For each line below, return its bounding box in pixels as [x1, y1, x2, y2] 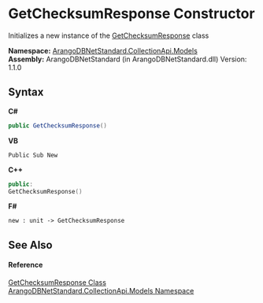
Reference [8, 261, 43, 270]
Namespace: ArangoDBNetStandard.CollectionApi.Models [8, 46, 198, 55]
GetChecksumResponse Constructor [8, 5, 255, 23]
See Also [8, 238, 53, 252]
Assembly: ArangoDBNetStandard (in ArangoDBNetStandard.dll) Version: [8, 54, 247, 64]
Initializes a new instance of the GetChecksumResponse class [8, 31, 209, 40]
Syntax [8, 86, 44, 99]
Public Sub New [8, 151, 58, 159]
